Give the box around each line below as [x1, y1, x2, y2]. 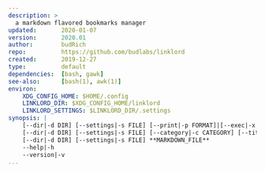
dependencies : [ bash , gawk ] [8, 70, 104, 78]
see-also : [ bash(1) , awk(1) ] [8, 77, 122, 85]
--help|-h [22, 143, 55, 151]
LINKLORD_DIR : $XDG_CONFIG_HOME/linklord [22, 99, 160, 107]
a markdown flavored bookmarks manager [15, 19, 147, 27]
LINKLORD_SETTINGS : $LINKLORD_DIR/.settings [22, 107, 171, 115]
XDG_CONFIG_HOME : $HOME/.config [22, 92, 129, 100]
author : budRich [8, 41, 87, 49]
